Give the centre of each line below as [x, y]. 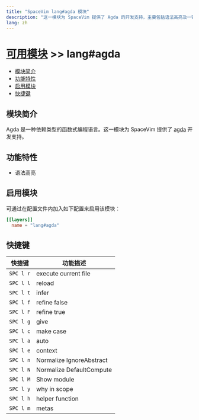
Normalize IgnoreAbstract [72, 360]
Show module [55, 380]
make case [52, 331]
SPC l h [20, 399]
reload [45, 283]
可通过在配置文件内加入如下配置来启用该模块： [63, 209]
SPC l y [20, 389]
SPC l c [20, 331]
